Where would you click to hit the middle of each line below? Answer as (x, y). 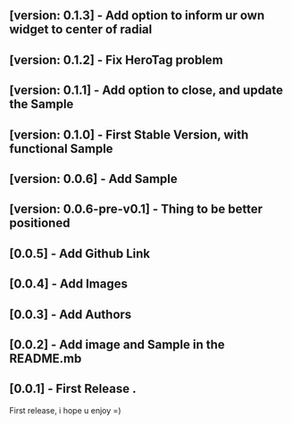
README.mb (46, 358)
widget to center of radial (81, 30)
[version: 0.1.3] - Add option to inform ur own (137, 16)
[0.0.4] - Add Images (68, 284)
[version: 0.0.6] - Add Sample (93, 179)
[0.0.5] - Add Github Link (80, 253)
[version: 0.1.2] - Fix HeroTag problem (116, 59)
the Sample (42, 104)
